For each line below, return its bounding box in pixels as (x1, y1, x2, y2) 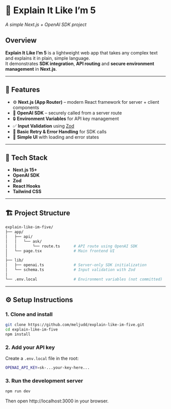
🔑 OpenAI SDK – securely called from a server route (12, 109, 122, 116)
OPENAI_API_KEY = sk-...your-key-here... (5, 365, 90, 370)
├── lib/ (5, 258, 24, 263)
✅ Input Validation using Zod (12, 123, 75, 129)
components (12, 104, 39, 110)
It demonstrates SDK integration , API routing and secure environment (5, 61, 154, 67)
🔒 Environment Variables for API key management (12, 115, 119, 122)
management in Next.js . (5, 66, 57, 72)
